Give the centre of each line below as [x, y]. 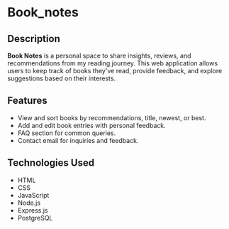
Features [27, 101]
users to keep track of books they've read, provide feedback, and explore [115, 71]
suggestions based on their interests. [61, 78]
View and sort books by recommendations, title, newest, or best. [112, 117]
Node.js [29, 203]
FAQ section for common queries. [67, 133]
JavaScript [33, 195]
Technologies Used [51, 163]
